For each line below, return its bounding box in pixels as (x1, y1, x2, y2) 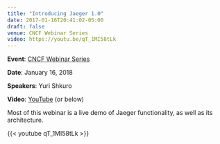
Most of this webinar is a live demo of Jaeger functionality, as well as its (7, 109, 213, 117)
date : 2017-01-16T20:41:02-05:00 (7, 17, 104, 24)
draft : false (7, 23, 45, 30)
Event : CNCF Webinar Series (7, 55, 90, 63)
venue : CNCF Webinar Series (7, 29, 89, 37)
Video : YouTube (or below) (7, 95, 85, 104)
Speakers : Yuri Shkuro (7, 82, 72, 90)
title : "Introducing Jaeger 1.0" (7, 10, 104, 17)
